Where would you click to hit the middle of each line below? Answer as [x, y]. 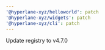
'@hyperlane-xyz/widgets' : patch [48, 18]
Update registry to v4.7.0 [37, 41]
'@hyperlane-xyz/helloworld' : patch [52, 12]
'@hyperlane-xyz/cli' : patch [43, 23]
